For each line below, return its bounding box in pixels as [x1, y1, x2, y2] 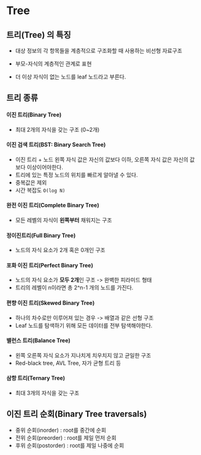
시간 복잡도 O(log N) [15, 186, 66, 194]
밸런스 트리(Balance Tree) [6, 337, 70, 344]
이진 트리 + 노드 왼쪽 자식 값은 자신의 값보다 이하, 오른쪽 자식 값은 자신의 [15, 156, 189, 163]
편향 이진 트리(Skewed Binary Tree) [6, 299, 95, 307]
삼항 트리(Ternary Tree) [6, 375, 66, 382]
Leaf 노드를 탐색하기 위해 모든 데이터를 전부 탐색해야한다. [15, 321, 153, 329]
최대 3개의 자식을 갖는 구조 [15, 389, 80, 397]
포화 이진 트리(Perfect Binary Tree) [6, 261, 94, 269]
